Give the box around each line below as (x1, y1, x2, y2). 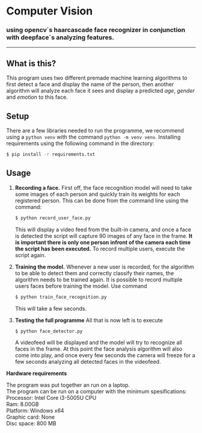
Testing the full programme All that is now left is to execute (14, 316, 164, 323)
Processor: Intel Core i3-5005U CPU (6, 394, 97, 402)
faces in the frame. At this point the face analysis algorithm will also (14, 345, 183, 353)
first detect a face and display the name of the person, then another (6, 81, 174, 88)
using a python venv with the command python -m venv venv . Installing (6, 134, 181, 141)
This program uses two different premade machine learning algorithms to (6, 74, 188, 82)
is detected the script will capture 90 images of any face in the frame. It (14, 232, 193, 239)
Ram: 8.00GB (6, 400, 39, 408)
